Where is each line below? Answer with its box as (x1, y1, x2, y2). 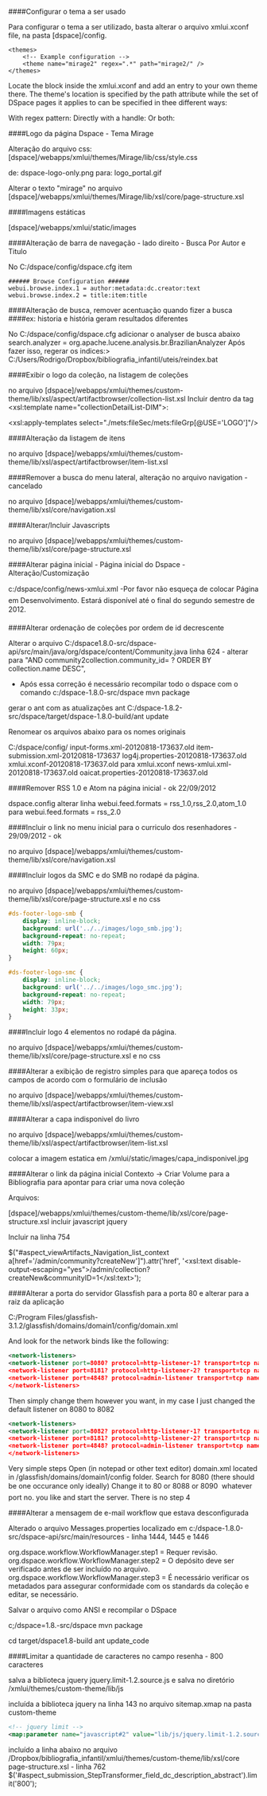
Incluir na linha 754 (8, 1232, 71, 1242)
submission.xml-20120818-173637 (8, 751, 121, 760)
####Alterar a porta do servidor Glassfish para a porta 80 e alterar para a (8, 1289, 250, 1298)
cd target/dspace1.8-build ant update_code (8, 1636, 149, 1645)
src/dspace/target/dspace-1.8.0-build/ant (8, 712, 145, 721)
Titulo (8, 247, 28, 256)
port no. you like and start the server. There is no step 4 (8, 1493, 191, 1502)
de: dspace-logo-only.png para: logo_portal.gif (8, 168, 162, 178)
